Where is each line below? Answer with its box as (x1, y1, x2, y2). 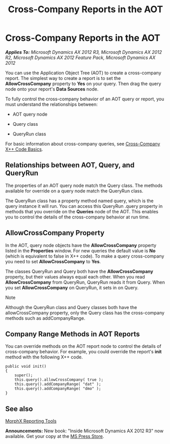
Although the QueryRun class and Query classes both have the (5, 304, 137, 310)
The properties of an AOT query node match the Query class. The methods (5, 182, 163, 188)
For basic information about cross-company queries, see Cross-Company (5, 141, 160, 147)
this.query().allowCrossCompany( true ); (14, 377, 103, 382)
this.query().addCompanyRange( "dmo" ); (14, 386, 101, 392)
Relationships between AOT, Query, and (5, 161, 135, 170)
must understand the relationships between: (5, 101, 98, 107)
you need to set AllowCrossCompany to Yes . (5, 258, 101, 264)
